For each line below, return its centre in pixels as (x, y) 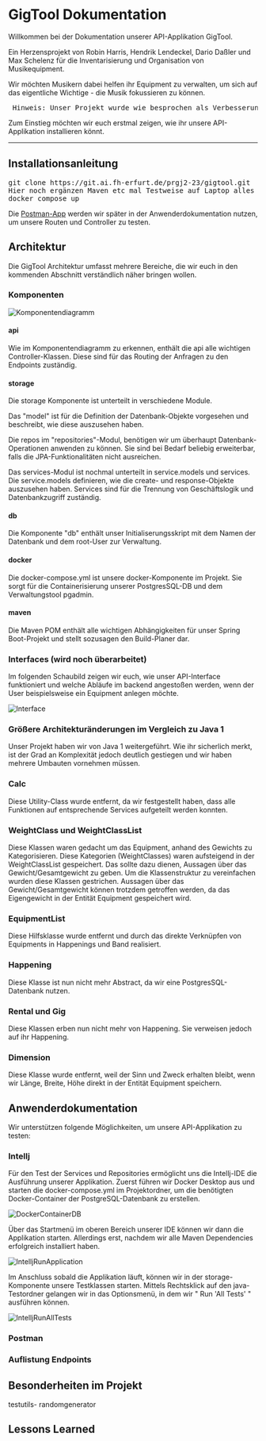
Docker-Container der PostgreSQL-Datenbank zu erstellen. (104, 1199)
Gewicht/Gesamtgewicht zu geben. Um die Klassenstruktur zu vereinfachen (132, 873)
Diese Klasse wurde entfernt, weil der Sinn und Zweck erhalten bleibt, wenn (132, 1075)
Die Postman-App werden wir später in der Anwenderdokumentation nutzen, (133, 213)
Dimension (29, 1057)
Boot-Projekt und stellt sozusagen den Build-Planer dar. (99, 638)
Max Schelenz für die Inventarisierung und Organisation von (106, 60)
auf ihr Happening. (39, 1036)
